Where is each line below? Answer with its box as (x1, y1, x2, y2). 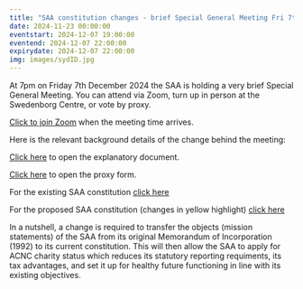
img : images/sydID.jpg (9, 55, 95, 64)
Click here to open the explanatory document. (9, 152, 180, 163)
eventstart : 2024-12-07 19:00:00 (9, 30, 135, 39)
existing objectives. (9, 270, 81, 280)
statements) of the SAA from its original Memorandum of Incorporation (9, 231, 272, 242)
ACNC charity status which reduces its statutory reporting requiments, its (9, 250, 282, 261)
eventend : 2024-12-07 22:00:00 (9, 38, 127, 48)
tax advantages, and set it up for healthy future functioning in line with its (9, 260, 281, 271)
